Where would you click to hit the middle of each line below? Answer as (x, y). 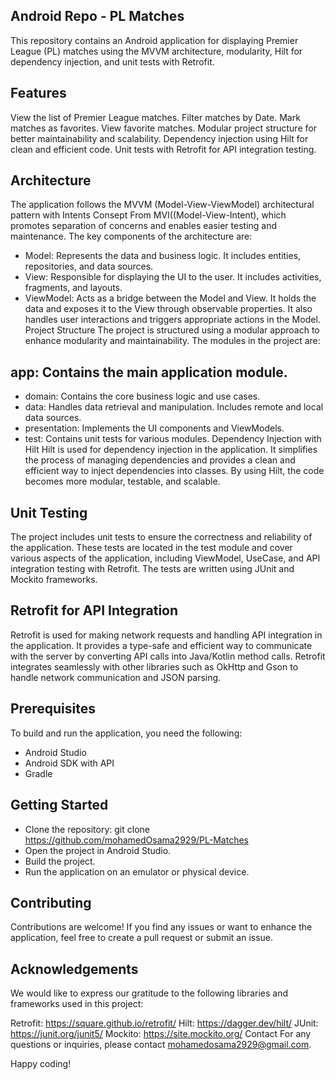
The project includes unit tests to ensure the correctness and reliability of (161, 537)
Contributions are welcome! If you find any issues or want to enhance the (161, 927)
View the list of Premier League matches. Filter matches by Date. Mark (155, 117)
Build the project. (60, 861)
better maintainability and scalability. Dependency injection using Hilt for (159, 138)
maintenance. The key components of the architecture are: (131, 236)
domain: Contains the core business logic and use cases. (142, 396)
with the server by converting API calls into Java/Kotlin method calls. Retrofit (168, 656)
